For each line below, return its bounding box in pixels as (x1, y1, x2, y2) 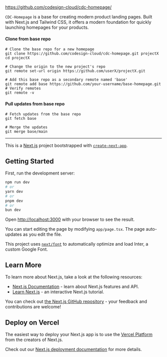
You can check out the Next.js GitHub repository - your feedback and (5, 298, 148, 305)
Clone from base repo (5, 36, 51, 42)
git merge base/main (5, 129, 48, 134)
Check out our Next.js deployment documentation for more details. (5, 346, 142, 352)
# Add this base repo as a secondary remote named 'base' (5, 77, 128, 83)
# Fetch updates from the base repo (5, 112, 81, 117)
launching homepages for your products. (5, 24, 89, 30)
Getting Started (5, 157, 54, 166)
